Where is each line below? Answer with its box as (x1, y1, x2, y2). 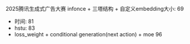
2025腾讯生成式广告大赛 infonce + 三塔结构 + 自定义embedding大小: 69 (5, 5, 184, 12)
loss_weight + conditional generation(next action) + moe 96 (14, 31, 163, 37)
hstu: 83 (14, 24, 35, 32)
